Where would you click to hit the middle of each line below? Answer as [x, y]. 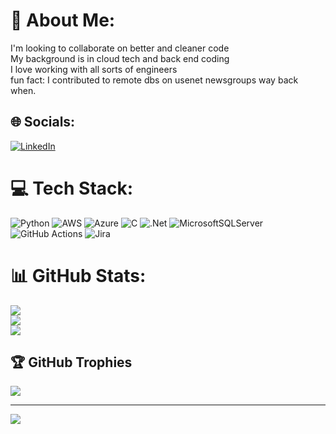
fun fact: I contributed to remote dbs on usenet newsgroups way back [154, 80]
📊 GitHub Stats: [78, 275]
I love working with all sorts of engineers [94, 69]
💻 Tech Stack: [72, 188]
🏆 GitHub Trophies [71, 362]
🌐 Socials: [43, 122]
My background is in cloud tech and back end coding [120, 58]
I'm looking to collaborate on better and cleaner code [120, 48]
